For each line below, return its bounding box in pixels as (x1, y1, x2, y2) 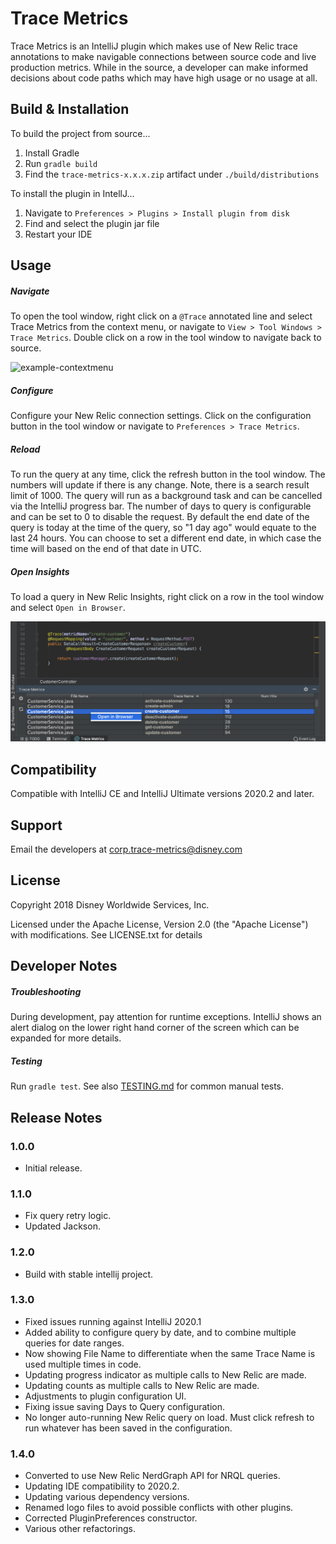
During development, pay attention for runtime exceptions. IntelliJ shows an (10, 1011, 322, 1023)
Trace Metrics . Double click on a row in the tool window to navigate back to (10, 332, 322, 344)
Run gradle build (24, 157, 98, 169)
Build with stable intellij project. (24, 1268, 154, 1280)
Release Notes (10, 1109, 103, 1126)
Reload (10, 443, 41, 455)
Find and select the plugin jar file (24, 217, 160, 229)
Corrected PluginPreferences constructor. (24, 1512, 198, 1524)
